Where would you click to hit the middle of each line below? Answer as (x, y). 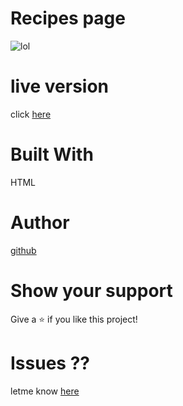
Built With (52, 154)
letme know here (45, 391)
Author (40, 223)
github (23, 250)
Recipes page (68, 18)
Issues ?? (50, 363)
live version (60, 86)
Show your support (91, 290)
